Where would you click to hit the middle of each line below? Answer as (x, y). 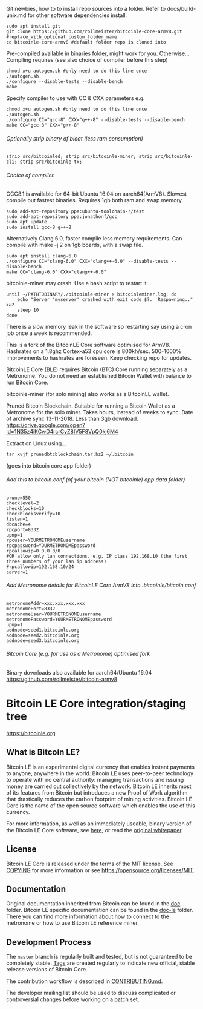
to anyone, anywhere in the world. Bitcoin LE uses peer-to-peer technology (100, 773)
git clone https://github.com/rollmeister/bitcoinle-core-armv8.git (94, 31)
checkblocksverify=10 (34, 514)
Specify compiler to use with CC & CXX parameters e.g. (76, 98)
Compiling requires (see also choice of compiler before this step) (87, 60)
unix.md (16, 15)
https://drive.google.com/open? (46, 425)
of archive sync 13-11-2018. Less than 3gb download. (72, 419)
